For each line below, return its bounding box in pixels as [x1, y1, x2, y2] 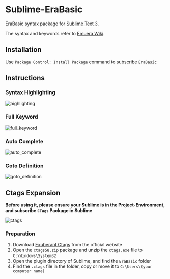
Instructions [5, 74, 45, 82]
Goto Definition [5, 162, 44, 169]
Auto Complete [5, 137, 44, 145]
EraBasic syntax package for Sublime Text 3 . [5, 20, 99, 27]
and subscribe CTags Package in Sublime [5, 207, 93, 214]
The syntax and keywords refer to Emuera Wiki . [5, 30, 105, 36]
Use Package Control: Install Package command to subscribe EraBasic [5, 59, 157, 65]
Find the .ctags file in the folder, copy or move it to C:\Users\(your [12, 263, 153, 269]
